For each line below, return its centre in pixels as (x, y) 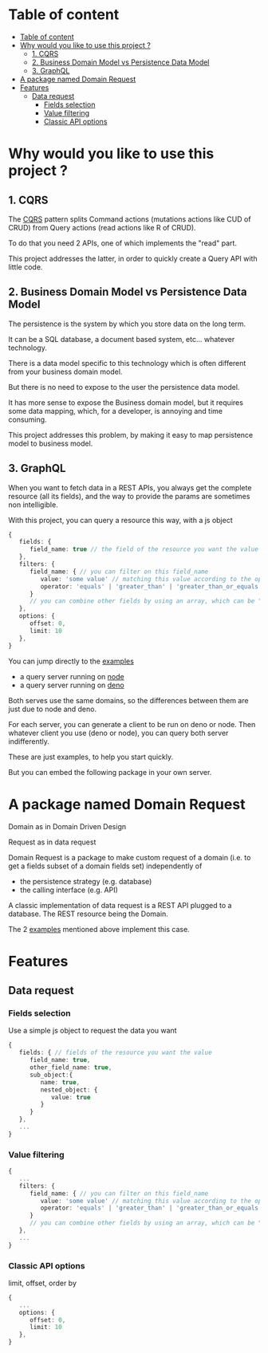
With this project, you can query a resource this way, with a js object (120, 520)
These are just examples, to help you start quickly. (91, 757)
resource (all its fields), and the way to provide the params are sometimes (129, 496)
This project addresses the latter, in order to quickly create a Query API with (133, 258)
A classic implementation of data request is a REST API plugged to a (120, 905)
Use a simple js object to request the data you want (93, 1031)
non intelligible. (33, 505)
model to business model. (51, 443)
